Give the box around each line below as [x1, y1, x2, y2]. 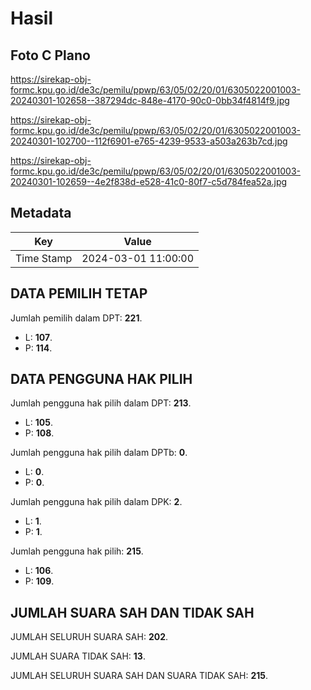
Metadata [10, 205, 72, 222]
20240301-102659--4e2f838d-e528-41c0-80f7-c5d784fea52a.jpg [10, 176, 288, 187]
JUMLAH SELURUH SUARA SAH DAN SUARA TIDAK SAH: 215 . [10, 670, 269, 682]
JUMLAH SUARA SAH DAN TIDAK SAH [10, 604, 255, 621]
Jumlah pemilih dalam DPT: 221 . [10, 312, 143, 324]
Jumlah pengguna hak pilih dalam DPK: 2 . [10, 496, 183, 508]
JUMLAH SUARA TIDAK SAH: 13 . [10, 650, 146, 662]
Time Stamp [15, 251, 73, 265]
